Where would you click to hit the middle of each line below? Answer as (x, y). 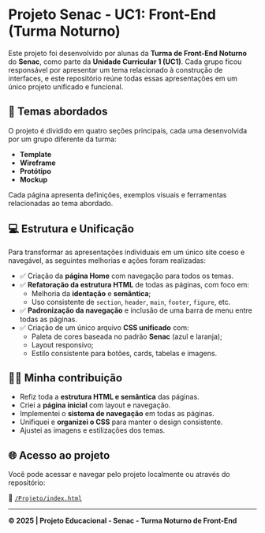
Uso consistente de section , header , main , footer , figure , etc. (131, 302)
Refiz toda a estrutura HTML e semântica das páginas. (109, 397)
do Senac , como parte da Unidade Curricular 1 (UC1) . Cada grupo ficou (125, 62)
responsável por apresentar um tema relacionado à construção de (116, 69)
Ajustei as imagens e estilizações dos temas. (92, 430)
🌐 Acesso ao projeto (59, 455)
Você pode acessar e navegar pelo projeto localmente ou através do (119, 475)
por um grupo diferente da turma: (62, 139)
